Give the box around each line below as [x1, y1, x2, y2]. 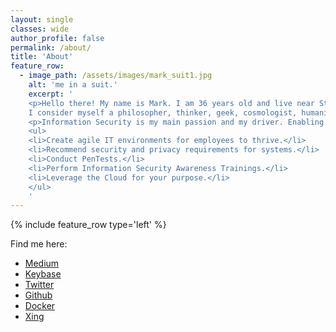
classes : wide [10, 24, 70, 34]
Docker [24, 300, 56, 312]
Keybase [24, 268, 62, 280]
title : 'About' [10, 52, 74, 62]
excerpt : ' [28, 89, 74, 99]
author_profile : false [10, 33, 105, 43]
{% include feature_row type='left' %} [10, 219, 167, 231]
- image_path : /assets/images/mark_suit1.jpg [19, 71, 213, 81]
